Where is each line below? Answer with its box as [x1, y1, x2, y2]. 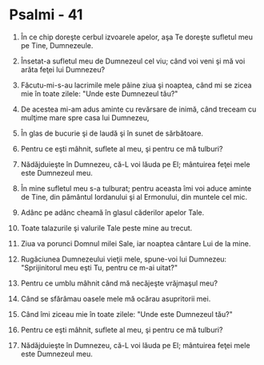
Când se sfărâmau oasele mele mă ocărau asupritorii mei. [20, 294, 211, 303]
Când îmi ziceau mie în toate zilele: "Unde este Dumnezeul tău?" [20, 309, 233, 318]
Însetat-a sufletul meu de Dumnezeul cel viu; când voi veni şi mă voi [20, 56, 246, 66]
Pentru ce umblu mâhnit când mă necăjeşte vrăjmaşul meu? [20, 278, 218, 288]
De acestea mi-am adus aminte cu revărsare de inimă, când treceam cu [20, 104, 257, 114]
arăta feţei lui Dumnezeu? [20, 64, 106, 74]
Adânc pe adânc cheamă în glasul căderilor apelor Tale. [20, 207, 205, 217]
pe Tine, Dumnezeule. [20, 40, 94, 50]
